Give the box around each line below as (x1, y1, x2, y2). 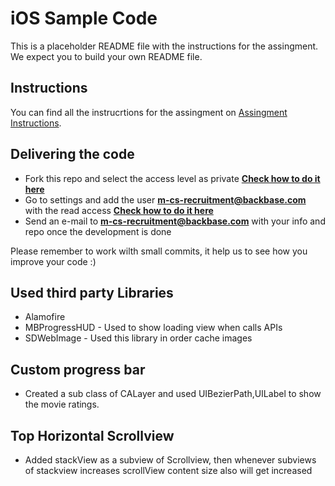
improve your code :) (10, 255, 97, 267)
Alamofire (24, 311, 66, 323)
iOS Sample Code (10, 7, 158, 30)
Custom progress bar (10, 361, 146, 378)
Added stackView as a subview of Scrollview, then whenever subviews (24, 454, 317, 466)
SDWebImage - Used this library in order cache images (24, 332, 253, 344)
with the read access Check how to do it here (24, 204, 214, 216)
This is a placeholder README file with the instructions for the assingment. (10, 40, 319, 52)
